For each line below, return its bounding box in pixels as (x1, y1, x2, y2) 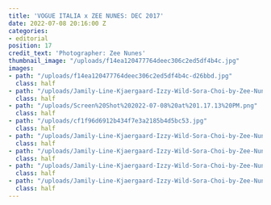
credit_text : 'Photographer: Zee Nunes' (8, 49, 147, 57)
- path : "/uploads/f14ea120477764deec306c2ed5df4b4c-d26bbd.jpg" (8, 72, 232, 80)
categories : (8, 27, 48, 35)
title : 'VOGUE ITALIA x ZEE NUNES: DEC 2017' (8, 11, 164, 20)
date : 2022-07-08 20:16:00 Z (8, 19, 106, 27)
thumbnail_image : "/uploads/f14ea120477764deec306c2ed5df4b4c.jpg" (8, 57, 240, 65)
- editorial (8, 34, 48, 43)
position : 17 (8, 42, 52, 50)
